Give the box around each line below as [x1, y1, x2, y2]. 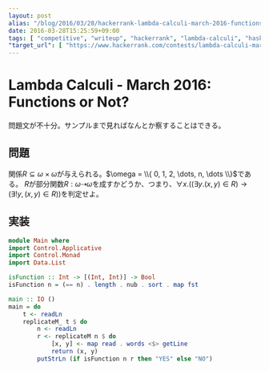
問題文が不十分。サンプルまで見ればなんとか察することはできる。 [8, 121, 226, 131]
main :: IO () [8, 295, 56, 303]
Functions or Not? [8, 93, 130, 111]
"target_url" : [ [8, 42, 62, 50]
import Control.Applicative [8, 244, 102, 252]
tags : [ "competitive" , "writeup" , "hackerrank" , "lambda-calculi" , [8, 34, 242, 42]
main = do [8, 302, 42, 311]
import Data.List [8, 259, 66, 267]
